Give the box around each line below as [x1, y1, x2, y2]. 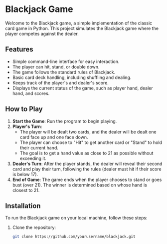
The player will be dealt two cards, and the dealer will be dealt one [19, 128, 157, 134]
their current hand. [19, 144, 58, 150]
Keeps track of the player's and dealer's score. [12, 79, 109, 85]
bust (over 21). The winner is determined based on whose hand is [12, 181, 147, 188]
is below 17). [12, 171, 38, 177]
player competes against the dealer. [5, 30, 79, 36]
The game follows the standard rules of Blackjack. [12, 69, 116, 75]
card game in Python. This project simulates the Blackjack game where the [5, 25, 159, 31]
